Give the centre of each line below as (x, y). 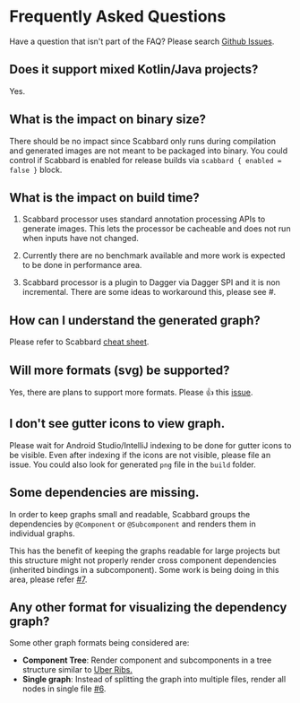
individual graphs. (42, 533)
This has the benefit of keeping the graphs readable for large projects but (145, 551)
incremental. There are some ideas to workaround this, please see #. (149, 292)
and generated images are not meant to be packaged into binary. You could (149, 151)
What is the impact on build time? (104, 198)
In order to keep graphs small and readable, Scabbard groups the (130, 514)
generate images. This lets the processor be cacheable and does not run (156, 229)
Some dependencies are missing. (104, 493)
